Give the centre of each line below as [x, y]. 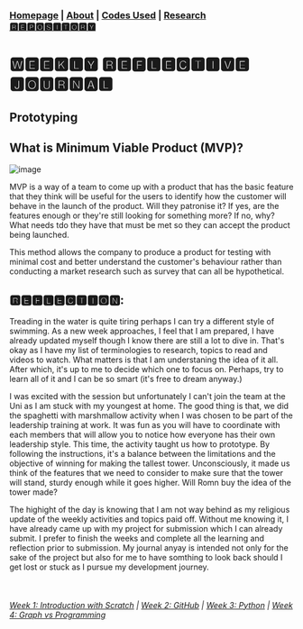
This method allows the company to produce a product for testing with [140, 252]
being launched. [39, 235]
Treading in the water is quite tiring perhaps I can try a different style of [142, 322]
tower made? [34, 492]
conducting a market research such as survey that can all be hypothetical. [147, 271]
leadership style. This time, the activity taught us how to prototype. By [140, 444]
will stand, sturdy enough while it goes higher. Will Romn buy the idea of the [150, 483]
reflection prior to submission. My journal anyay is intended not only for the [149, 548]
